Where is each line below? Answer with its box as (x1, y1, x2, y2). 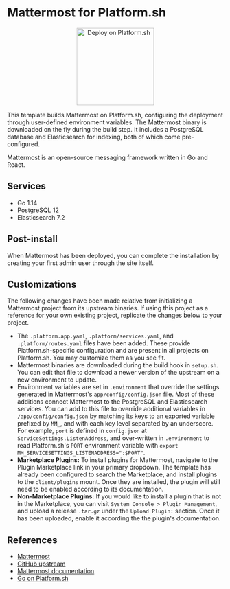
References (7, 534, 58, 546)
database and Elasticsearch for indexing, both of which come (7, 132, 181, 141)
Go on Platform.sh (16, 575, 69, 583)
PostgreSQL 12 (16, 206, 60, 214)
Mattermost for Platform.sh (7, 5, 167, 21)
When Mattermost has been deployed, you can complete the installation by (7, 251, 220, 259)
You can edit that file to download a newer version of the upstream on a (16, 369, 220, 377)
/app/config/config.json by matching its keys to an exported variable (16, 412, 215, 420)
